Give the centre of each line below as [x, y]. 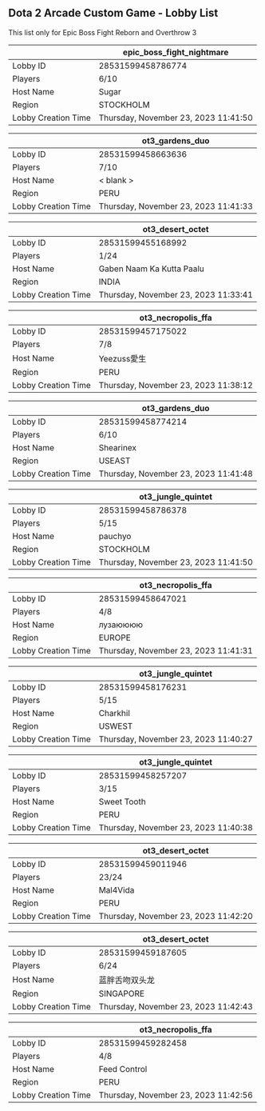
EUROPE [115, 637]
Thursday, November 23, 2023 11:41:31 [176, 650]
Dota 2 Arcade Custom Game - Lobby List [113, 13]
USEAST [115, 461]
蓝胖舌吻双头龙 [127, 980]
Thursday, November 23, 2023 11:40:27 [176, 739]
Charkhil [114, 713]
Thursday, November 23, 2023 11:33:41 [176, 294]
